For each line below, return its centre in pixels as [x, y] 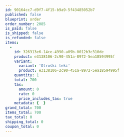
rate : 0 [26, 94]
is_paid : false [21, 29]
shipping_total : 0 [24, 122]
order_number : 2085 [25, 24]
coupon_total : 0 [22, 126]
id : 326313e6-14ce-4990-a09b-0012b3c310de [59, 52]
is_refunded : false [25, 38]
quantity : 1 [26, 75]
